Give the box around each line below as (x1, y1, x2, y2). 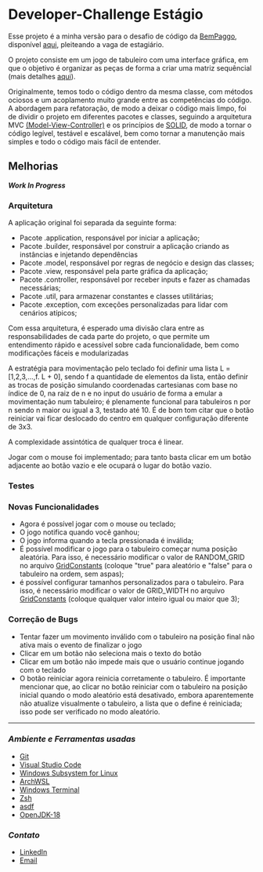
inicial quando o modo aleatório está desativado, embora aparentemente (19, 690, 254, 699)
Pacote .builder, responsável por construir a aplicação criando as (19, 242, 229, 251)
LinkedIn (19, 848, 48, 857)
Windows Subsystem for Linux (19, 768, 118, 778)
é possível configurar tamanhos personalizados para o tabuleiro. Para (19, 578, 244, 587)
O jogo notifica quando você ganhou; (19, 527, 140, 537)
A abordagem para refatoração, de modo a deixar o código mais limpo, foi (8, 104, 247, 113)
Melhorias (8, 159, 59, 173)
